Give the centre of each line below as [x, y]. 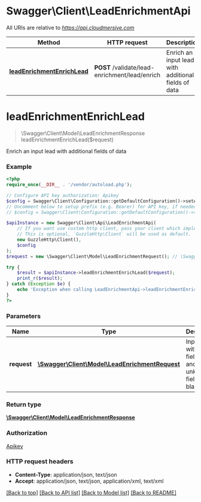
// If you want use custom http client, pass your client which [99, 229]
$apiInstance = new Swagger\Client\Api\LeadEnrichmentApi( [81, 223]
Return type [24, 404]
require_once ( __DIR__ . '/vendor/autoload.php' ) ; [69, 185]
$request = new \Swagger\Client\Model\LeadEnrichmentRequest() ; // [92, 256]
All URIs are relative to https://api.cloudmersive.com [70, 28]
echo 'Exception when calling [55, 290]
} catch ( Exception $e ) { [38, 284]
